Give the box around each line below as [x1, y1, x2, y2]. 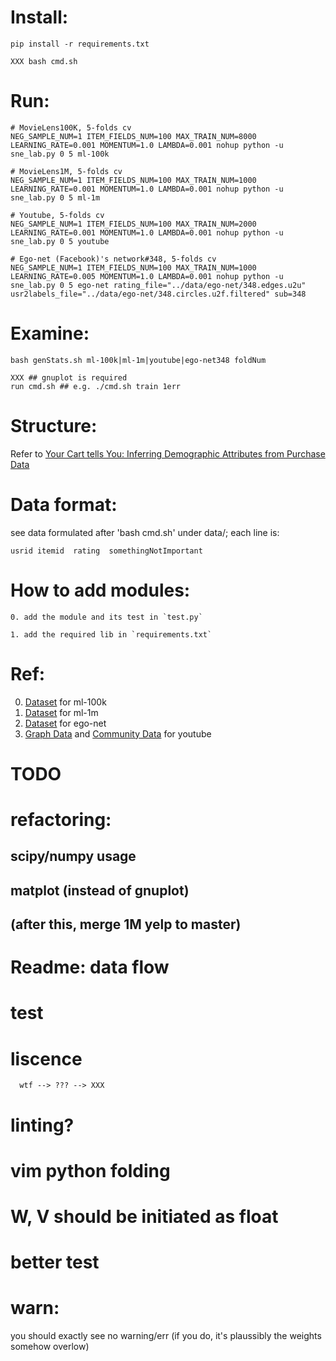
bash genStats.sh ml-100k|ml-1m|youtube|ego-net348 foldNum [10, 355, 267, 365]
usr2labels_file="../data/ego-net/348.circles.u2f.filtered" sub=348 [10, 289, 307, 299]
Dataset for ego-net [24, 717, 107, 729]
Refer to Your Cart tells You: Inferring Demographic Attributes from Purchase [10, 447, 326, 460]
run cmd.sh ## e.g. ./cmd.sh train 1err [10, 381, 182, 391]
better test [10, 1251, 100, 1274]
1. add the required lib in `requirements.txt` [10, 629, 213, 640]
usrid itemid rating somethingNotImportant [10, 546, 203, 556]
